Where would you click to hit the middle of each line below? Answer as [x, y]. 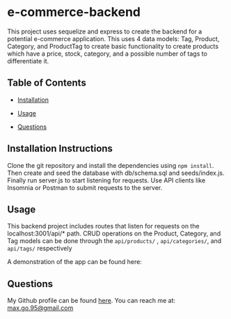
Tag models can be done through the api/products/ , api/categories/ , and [114, 241]
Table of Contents [47, 83]
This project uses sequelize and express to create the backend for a [105, 31]
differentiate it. [28, 61]
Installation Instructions [60, 149]
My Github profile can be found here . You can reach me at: [91, 301]
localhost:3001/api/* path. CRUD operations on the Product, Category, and [114, 233]
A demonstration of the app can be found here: [75, 262]
